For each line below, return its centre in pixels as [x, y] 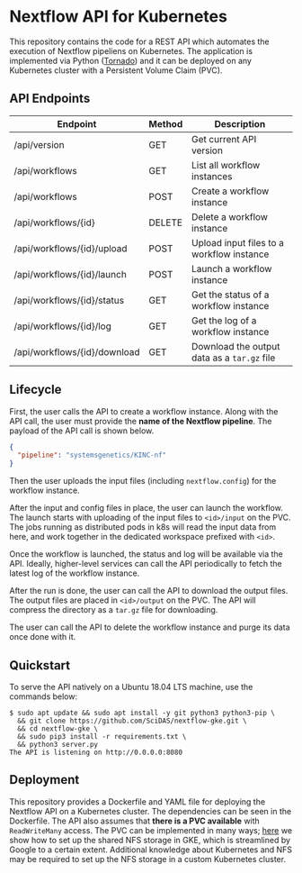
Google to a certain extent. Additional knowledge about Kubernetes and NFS [151, 850]
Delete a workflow [230, 216]
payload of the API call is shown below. [82, 431]
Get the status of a [231, 295]
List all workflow [226, 165]
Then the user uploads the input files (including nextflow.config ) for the [143, 481]
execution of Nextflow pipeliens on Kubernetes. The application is [131, 50]
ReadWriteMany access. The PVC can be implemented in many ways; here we [151, 830]
